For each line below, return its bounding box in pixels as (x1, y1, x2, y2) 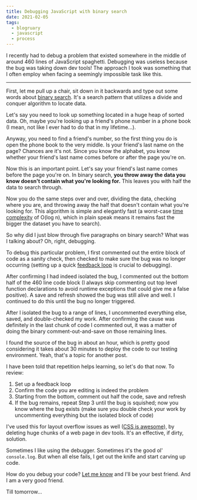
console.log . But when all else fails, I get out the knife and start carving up (6, 453, 186, 460)
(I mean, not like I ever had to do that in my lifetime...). (6, 124, 136, 131)
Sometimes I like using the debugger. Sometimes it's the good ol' (6, 447, 163, 454)
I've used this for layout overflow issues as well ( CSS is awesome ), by (6, 423, 175, 430)
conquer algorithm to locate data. (6, 100, 87, 107)
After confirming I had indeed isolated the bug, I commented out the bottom (6, 273, 189, 280)
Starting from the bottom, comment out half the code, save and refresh (14, 393, 186, 400)
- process (11, 36, 35, 42)
